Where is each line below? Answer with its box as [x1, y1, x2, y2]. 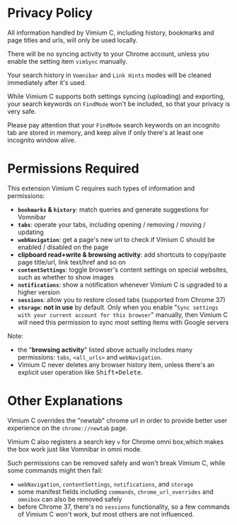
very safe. [7, 107, 37, 115]
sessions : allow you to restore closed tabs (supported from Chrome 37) [17, 295, 226, 304]
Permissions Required [7, 161, 139, 177]
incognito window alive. [7, 136, 76, 144]
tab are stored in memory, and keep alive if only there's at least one [7, 128, 204, 137]
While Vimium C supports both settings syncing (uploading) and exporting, [7, 92, 225, 100]
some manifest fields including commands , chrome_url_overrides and [17, 487, 214, 496]
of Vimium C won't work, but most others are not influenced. [17, 509, 195, 518]
